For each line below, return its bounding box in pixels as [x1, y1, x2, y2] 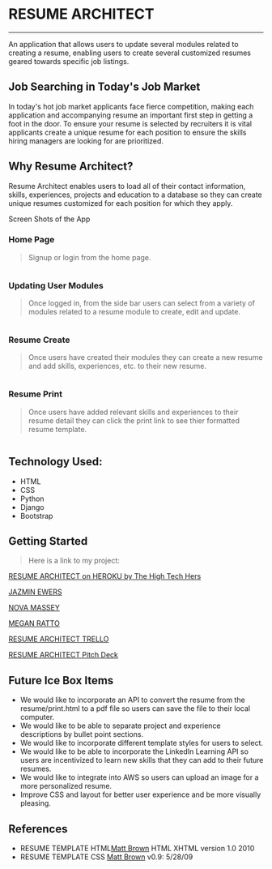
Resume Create [8, 334, 70, 345]
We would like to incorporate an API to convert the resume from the [19, 695, 245, 705]
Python [19, 494, 45, 503]
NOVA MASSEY [8, 603, 61, 613]
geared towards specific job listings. [8, 56, 130, 66]
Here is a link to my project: [28, 556, 120, 566]
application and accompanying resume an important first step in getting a [8, 110, 253, 120]
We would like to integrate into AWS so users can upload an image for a [19, 773, 259, 782]
